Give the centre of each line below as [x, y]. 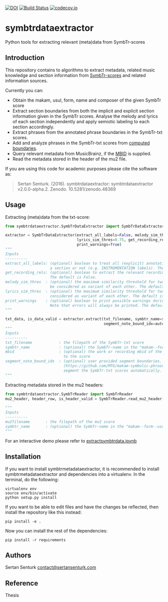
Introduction [25, 58]
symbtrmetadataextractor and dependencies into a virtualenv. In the [75, 474]
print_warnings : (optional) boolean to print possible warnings [78, 301]
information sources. [26, 80]
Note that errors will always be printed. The [99, 305]
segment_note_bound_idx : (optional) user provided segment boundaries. [84, 361]
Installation [23, 457]
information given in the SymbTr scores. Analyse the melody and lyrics [85, 116]
